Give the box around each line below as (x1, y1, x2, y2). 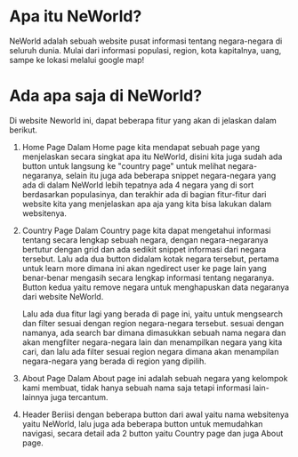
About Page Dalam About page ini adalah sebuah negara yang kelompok (21, 373, 288, 383)
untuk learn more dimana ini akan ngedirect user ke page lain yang (21, 262, 267, 273)
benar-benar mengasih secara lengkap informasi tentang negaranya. (21, 272, 275, 283)
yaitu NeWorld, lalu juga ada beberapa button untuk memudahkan (21, 418, 263, 429)
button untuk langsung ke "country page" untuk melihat (21, 160, 227, 171)
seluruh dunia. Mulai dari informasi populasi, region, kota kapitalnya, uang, (9, 44, 282, 55)
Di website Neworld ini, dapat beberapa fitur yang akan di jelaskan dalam (9, 115, 278, 125)
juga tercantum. (50, 391, 109, 402)
